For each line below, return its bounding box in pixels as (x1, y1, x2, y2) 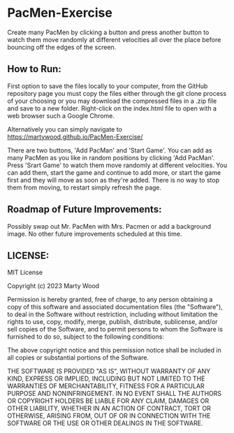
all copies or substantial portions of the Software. (7, 353, 149, 362)
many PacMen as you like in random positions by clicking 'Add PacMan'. (7, 153, 215, 162)
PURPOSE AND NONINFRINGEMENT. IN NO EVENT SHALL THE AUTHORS (7, 390, 222, 398)
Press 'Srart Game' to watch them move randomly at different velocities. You (7, 161, 228, 169)
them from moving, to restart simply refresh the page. (7, 183, 162, 192)
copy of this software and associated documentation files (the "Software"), (7, 303, 224, 311)
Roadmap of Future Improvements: (7, 204, 162, 215)
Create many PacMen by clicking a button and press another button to (7, 28, 210, 36)
